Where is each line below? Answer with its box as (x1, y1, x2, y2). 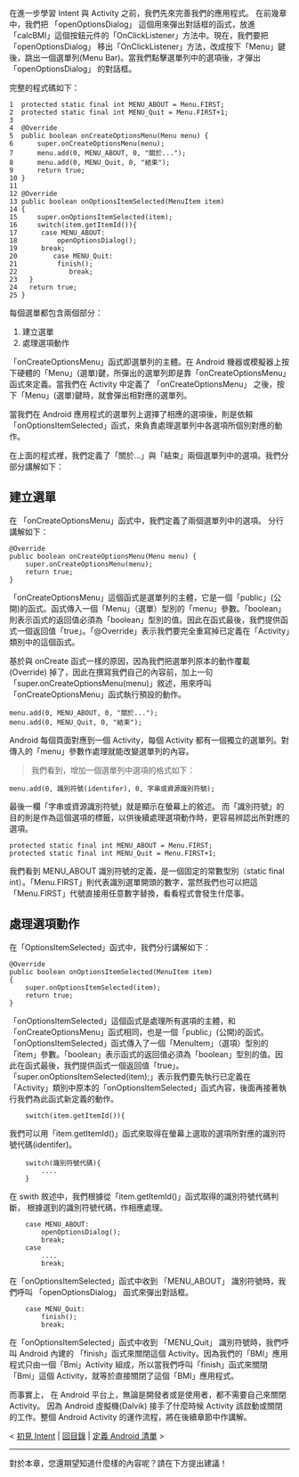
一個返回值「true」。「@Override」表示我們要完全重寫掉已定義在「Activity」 (16, 625, 290, 636)
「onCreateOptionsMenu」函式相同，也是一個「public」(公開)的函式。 (9, 1026, 269, 1037)
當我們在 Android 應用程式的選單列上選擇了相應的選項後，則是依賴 (9, 409, 254, 419)
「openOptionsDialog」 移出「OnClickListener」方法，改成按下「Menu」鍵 (9, 41, 287, 52)
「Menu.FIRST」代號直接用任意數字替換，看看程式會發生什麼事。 (9, 888, 249, 899)
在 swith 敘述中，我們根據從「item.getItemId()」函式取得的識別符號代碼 (9, 1191, 271, 1202)
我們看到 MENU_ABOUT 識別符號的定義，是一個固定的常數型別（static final (9, 866, 285, 876)
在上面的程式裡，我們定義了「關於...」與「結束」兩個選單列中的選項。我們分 (9, 450, 289, 461)
